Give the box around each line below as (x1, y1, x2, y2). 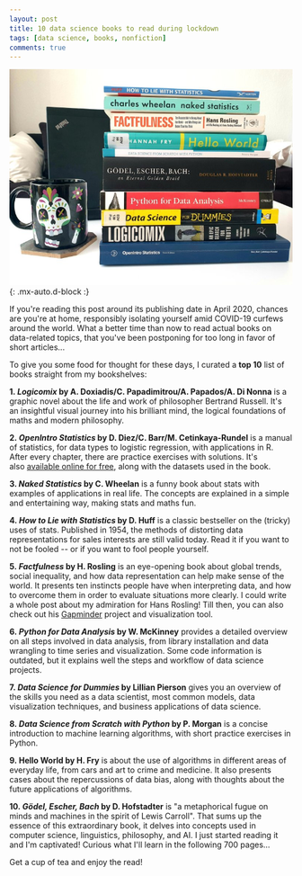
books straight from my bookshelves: (9, 369, 147, 380)
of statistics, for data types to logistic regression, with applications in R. (9, 442, 274, 453)
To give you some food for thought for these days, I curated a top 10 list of (9, 360, 285, 371)
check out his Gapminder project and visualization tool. (9, 609, 214, 620)
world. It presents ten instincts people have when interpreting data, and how (9, 580, 292, 591)
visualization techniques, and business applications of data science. (9, 702, 262, 712)
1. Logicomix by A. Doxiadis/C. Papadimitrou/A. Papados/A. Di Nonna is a (9, 387, 288, 398)
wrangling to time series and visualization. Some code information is (9, 646, 262, 657)
